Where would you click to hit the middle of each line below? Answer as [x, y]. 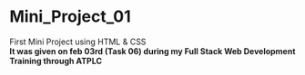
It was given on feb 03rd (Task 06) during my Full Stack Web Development [152, 51]
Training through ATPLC [56, 61]
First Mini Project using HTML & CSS [78, 42]
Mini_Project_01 [71, 17]
